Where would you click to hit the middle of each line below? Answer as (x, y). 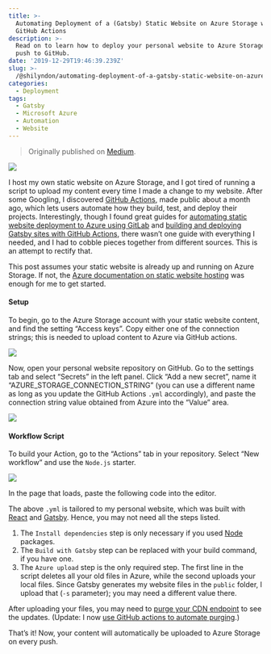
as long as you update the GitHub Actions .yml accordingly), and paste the (132, 393)
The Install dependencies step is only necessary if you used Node (131, 533)
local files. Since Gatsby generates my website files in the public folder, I (141, 585)
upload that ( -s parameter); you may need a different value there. (128, 593)
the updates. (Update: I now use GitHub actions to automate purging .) (124, 618)
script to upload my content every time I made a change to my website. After (135, 191)
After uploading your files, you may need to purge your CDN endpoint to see (135, 609)
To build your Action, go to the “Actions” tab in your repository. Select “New (134, 454)
